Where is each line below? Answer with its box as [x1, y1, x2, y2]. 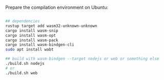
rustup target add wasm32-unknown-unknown [5, 23, 97, 29]
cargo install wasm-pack [5, 38, 58, 43]
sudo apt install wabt [5, 47, 54, 52]
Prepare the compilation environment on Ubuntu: [5, 5, 109, 10]
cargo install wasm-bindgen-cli [5, 42, 74, 47]
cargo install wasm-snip [5, 28, 58, 33]
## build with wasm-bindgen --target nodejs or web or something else [5, 56, 159, 62]
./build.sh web [5, 70, 38, 75]
